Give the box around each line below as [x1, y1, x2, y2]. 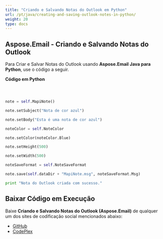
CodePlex [12, 228, 33, 234]
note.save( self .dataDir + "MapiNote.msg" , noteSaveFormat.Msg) [5, 172, 141, 177]
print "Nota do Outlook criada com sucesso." [5, 180, 102, 186]
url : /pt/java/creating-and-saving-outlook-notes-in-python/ [5, 12, 136, 17]
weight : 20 [5, 17, 28, 22]
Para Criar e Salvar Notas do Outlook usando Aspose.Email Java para [5, 61, 151, 67]
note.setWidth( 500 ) [5, 154, 46, 159]
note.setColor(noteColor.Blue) [5, 135, 71, 141]
